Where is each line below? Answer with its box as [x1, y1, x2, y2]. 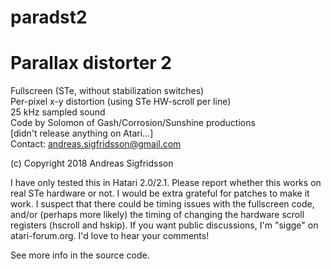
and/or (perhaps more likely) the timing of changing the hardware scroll [10, 209, 305, 221]
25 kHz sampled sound [10, 106, 106, 118]
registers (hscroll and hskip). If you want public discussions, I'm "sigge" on [10, 219, 319, 231]
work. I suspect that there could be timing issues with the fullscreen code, [10, 198, 315, 210]
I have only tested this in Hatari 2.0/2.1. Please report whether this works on [10, 177, 322, 189]
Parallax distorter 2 [10, 52, 172, 75]
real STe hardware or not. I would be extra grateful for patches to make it [10, 187, 310, 200]
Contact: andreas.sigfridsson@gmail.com [10, 138, 182, 150]
